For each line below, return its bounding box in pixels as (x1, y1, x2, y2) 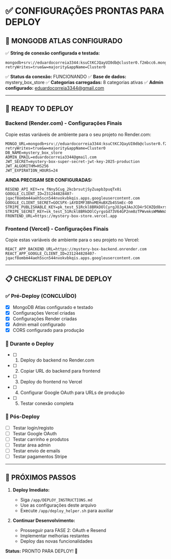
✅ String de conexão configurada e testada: (5, 50, 100, 56)
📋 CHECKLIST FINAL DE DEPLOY (5, 275, 112, 284)
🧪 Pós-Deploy (5, 413, 40, 420)
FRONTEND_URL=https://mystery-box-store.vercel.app (5, 213, 117, 218)
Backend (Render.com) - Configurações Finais (5, 120, 122, 127)
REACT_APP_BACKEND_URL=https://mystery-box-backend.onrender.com (5, 246, 147, 251)
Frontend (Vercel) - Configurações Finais (5, 225, 109, 232)
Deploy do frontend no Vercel (20, 379, 82, 385)
